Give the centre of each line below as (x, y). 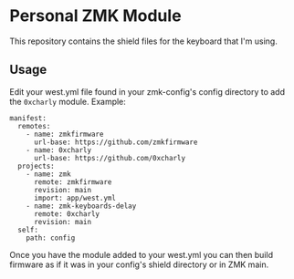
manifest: (28, 118)
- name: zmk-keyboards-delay (81, 206)
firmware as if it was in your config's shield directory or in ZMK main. (139, 264)
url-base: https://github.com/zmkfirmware (115, 142)
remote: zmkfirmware (73, 182)
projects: (36, 166)
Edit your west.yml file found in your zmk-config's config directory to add (147, 91)
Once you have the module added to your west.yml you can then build (142, 254)
